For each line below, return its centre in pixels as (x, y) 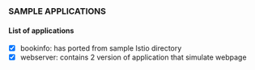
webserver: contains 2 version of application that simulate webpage (133, 57)
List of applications (41, 31)
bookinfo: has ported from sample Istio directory (101, 48)
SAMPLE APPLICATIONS (57, 11)
